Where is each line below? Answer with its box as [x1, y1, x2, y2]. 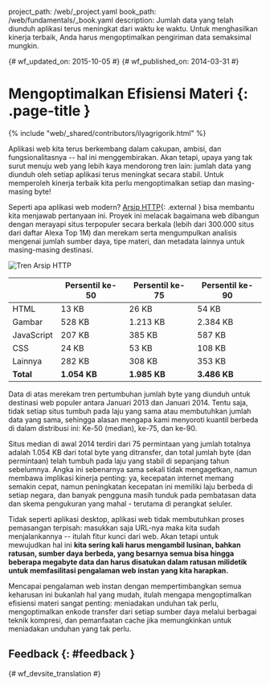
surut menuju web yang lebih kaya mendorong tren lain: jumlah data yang [8, 161, 252, 170]
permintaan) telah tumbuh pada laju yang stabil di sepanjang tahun [8, 456, 230, 466]
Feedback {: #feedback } [8, 647, 135, 661]
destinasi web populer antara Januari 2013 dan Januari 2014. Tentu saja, [8, 397, 248, 407]
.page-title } [8, 102, 91, 120]
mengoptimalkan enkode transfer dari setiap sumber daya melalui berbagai [8, 606, 257, 616]
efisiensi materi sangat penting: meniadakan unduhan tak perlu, [8, 598, 219, 608]
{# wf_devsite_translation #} [8, 668, 101, 678]
